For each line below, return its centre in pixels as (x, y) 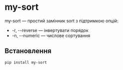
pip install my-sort (26, 62)
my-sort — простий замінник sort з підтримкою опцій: (61, 21)
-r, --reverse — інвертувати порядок (50, 30)
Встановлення (28, 51)
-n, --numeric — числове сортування (51, 35)
